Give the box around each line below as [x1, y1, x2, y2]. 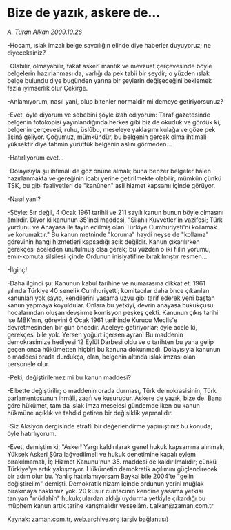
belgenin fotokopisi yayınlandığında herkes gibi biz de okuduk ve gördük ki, [7, 117, 221, 126]
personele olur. [7, 359, 50, 368]
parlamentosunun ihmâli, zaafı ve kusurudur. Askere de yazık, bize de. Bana [7, 394, 223, 402]
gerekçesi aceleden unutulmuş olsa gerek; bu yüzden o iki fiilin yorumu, [7, 245, 211, 253]
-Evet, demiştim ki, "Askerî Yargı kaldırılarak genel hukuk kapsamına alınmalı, [7, 442, 225, 451]
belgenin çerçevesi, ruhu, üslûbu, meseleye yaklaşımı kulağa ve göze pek [7, 125, 216, 133]
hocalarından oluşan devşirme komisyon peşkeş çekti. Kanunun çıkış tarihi [7, 308, 219, 316]
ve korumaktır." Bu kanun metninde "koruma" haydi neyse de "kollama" [7, 230, 209, 238]
